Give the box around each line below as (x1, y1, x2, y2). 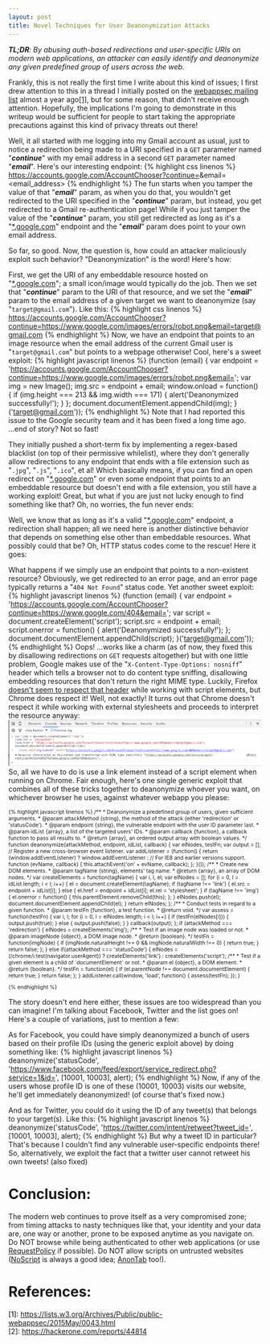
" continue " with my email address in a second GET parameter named (8, 153, 235, 163)
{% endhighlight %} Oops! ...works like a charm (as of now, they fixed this (8, 641, 253, 652)
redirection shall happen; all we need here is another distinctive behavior (8, 524, 249, 533)
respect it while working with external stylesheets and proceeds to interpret (8, 702, 259, 711)
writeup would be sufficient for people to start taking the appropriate (8, 111, 235, 121)
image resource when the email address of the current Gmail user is (8, 338, 233, 348)
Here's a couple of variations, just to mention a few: (8, 1014, 179, 1024)
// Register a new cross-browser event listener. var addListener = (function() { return (8, 847, 219, 855)
